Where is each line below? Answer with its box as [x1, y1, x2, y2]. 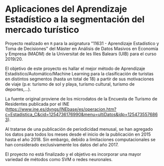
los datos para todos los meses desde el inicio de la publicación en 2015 [5, 131, 151, 137]
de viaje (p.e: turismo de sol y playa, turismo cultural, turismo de [5, 81, 135, 87]
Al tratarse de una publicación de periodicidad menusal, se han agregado [5, 126, 153, 132]
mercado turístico [5, 24, 79, 35]
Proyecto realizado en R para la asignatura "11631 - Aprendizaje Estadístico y [5, 40, 159, 46]
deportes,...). [5, 86, 31, 92]
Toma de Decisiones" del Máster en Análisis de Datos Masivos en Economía [5, 46, 158, 51]
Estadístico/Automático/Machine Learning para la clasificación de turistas [5, 71, 154, 76]
